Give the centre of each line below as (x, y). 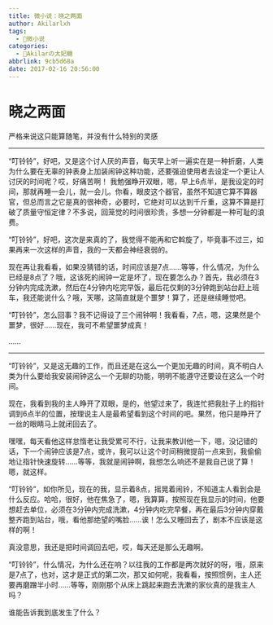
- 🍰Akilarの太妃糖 (44, 54)
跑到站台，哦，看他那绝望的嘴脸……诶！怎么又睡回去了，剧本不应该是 (139, 519)
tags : (17, 31)
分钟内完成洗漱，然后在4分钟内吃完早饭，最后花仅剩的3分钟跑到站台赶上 (130, 287)
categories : (28, 46)
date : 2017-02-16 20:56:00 (54, 69)
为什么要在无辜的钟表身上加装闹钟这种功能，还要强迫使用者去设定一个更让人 (136, 171)
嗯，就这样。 (30, 471)
